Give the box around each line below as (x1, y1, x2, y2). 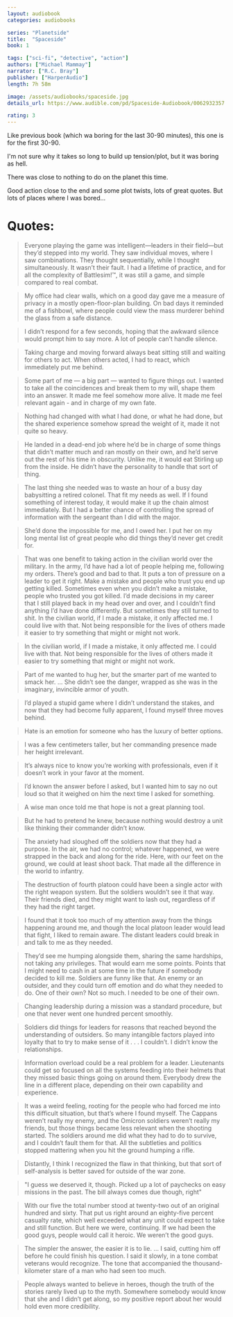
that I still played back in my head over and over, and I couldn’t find (24, 599, 216, 607)
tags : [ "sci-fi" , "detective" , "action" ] (7, 55, 129, 62)
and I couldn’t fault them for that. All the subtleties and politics (24, 1139, 202, 1147)
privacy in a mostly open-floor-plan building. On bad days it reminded (24, 299, 224, 308)
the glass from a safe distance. (24, 314, 113, 322)
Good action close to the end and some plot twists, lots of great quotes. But (7, 186, 223, 195)
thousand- (193, 1259, 223, 1268)
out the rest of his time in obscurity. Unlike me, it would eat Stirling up (24, 455, 223, 463)
